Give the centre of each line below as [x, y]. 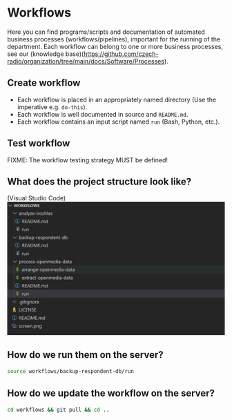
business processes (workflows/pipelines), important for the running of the [114, 39]
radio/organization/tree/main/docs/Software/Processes [86, 61]
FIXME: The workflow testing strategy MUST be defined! [87, 160]
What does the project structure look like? [99, 181]
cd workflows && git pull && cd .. [58, 410]
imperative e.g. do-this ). [52, 107]
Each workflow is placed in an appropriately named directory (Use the [116, 99]
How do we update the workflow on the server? [111, 393]
